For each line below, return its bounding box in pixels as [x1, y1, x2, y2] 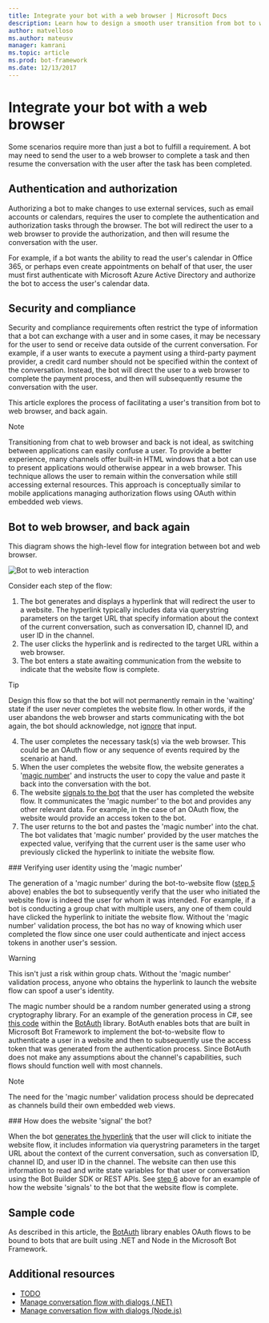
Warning [8, 954, 36, 963]
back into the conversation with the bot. [19, 779, 151, 789]
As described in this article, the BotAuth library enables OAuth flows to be [8, 1227, 251, 1237]
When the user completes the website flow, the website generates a [19, 762, 244, 772]
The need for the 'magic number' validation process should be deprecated [8, 1092, 254, 1102]
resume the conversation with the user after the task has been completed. [8, 159, 252, 168]
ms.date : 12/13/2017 [8, 64, 78, 72]
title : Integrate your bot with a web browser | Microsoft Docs [8, 11, 227, 20]
